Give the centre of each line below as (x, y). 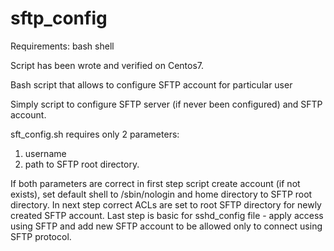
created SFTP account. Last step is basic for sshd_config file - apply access (167, 215)
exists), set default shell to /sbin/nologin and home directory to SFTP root (161, 194)
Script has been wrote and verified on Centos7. (107, 65)
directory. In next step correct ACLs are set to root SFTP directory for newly (166, 204)
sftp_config (59, 18)
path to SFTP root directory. (82, 164)
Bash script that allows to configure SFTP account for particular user (151, 84)
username (45, 153)
